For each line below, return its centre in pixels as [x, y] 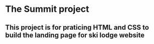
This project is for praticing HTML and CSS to [77, 27]
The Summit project [47, 9]
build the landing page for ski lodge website [75, 35]
